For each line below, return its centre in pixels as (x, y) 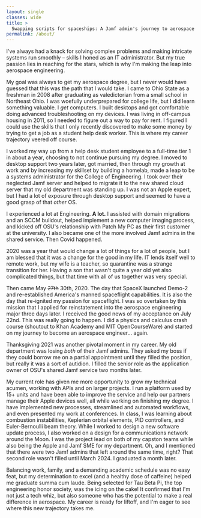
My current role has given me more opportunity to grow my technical (91, 382)
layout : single (25, 12)
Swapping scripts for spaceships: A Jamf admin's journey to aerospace (103, 29)
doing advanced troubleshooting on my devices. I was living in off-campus (98, 114)
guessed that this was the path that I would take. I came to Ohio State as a (98, 88)
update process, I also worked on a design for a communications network (97, 433)
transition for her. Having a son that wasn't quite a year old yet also (89, 270)
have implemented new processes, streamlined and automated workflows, (98, 407)
